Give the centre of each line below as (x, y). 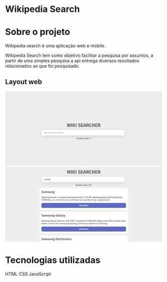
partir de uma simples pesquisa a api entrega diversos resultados (72, 61)
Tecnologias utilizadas (53, 260)
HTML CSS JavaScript (28, 274)
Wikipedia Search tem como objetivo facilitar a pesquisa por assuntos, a (79, 55)
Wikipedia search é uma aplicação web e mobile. (55, 46)
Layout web (24, 81)
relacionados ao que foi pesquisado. (42, 66)
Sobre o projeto (38, 32)
